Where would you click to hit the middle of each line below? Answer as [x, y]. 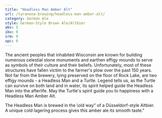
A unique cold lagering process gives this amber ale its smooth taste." [75, 110]
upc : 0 [12, 41]
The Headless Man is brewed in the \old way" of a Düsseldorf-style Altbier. [80, 105]
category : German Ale [27, 18]
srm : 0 [12, 37]
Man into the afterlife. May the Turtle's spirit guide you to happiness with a [79, 90]
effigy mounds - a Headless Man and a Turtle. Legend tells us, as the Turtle [80, 80]
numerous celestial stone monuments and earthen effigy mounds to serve [79, 60]
